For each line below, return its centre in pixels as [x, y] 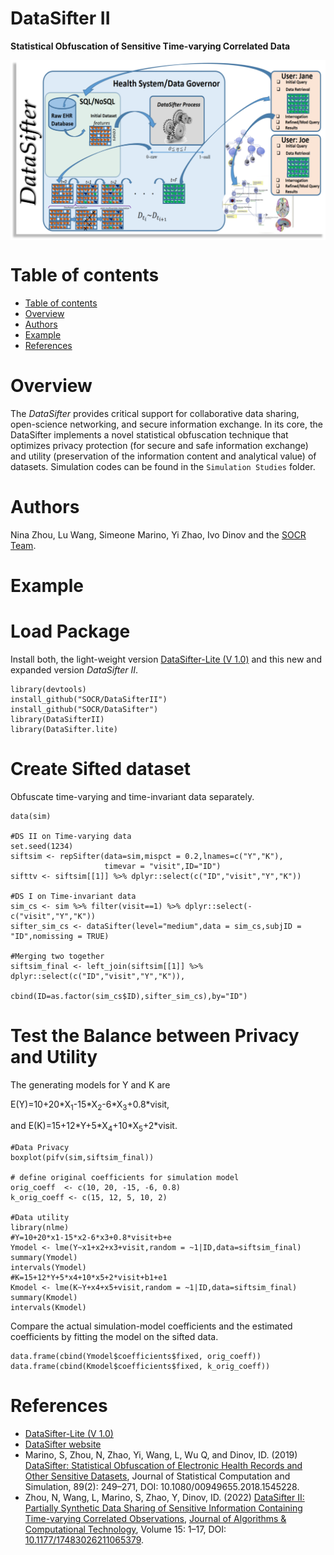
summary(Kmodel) [44, 1298]
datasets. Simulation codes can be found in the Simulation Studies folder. [163, 466]
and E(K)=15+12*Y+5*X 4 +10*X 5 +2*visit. [94, 1127]
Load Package [70, 631]
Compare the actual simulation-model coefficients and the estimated [151, 1326]
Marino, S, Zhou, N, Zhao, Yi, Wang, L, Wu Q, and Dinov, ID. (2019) [161, 1455]
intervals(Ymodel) [48, 1268]
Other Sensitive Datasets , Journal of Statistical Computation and [157, 1476]
